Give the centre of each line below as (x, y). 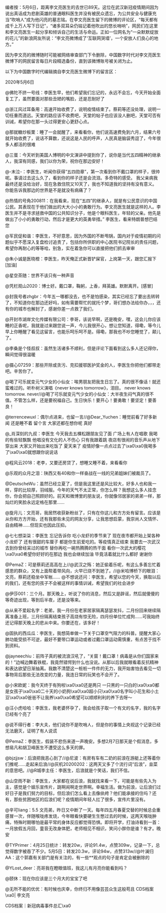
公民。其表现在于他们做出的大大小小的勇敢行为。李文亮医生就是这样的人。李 (83, 207)
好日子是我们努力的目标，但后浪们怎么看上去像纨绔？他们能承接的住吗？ (79, 793)
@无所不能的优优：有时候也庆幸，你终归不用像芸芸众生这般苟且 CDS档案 (80, 889)
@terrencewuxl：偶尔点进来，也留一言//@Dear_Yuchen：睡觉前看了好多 (79, 417)
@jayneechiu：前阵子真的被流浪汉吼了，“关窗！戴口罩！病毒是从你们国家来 (82, 656)
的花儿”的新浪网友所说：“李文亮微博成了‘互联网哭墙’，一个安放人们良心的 (80, 38)
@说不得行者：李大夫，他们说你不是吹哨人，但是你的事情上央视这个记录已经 (83, 725)
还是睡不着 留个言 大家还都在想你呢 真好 (51, 423)
